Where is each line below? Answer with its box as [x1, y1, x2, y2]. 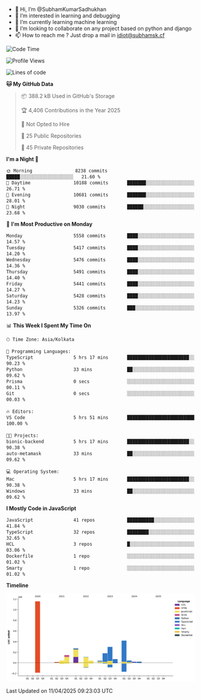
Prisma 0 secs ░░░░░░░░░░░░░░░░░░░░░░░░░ [6, 379, 195, 385]
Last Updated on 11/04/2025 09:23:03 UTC [6, 687, 113, 694]
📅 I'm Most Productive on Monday [6, 221, 93, 228]
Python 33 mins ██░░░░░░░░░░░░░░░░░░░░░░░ [6, 367, 195, 373]
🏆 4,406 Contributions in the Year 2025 [20, 107, 121, 114]
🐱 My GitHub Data [6, 81, 54, 87]
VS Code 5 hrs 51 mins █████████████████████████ [6, 415, 195, 421]
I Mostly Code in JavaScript [6, 505, 77, 512]
